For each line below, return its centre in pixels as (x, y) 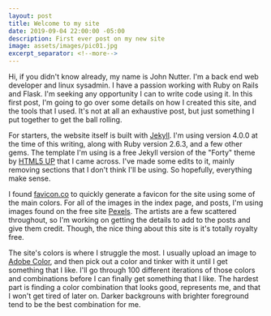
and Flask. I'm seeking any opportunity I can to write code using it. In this (131, 94)
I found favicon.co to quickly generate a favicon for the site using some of (132, 194)
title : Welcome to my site (54, 23)
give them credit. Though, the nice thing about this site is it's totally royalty (133, 228)
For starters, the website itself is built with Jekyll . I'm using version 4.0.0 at (133, 135)
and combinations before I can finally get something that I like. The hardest (133, 279)
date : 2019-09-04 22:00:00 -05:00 (67, 31)
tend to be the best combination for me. (75, 304)
